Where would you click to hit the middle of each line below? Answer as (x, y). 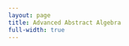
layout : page (29, 15)
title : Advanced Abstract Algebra (65, 23)
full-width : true (37, 30)
